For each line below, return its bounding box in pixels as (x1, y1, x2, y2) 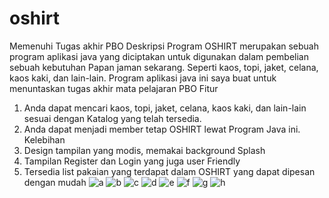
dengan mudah (23, 176, 87, 188)
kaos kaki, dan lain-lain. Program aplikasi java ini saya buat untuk (9, 72, 277, 84)
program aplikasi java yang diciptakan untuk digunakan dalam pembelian (9, 50, 309, 62)
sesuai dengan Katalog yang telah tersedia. (23, 112, 202, 124)
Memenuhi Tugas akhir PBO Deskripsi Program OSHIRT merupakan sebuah (9, 40, 320, 52)
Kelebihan (23, 133, 66, 146)
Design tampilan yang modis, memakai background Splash (23, 144, 266, 156)
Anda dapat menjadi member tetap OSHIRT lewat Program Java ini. (23, 123, 301, 135)
